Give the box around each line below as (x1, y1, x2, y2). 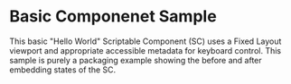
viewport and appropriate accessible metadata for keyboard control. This (9, 45, 282, 55)
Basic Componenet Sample (9, 6, 217, 27)
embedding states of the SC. (9, 64, 117, 75)
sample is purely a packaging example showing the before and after (9, 55, 262, 65)
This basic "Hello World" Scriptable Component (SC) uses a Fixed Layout (9, 36, 282, 46)
